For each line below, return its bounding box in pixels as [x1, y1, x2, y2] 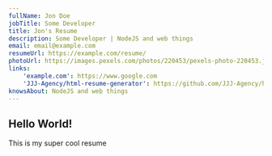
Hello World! [8, 116, 73, 130]
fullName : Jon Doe [8, 11, 70, 20]
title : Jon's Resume [8, 27, 79, 35]
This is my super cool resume [8, 138, 107, 148]
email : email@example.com [8, 42, 96, 50]
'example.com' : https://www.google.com [23, 72, 158, 80]
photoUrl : [8, 57, 42, 65]
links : [8, 65, 31, 73]
